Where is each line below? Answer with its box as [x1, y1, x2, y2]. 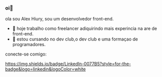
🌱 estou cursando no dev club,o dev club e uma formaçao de [12, 36, 138, 42]
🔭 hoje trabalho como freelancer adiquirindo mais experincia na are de [12, 25, 157, 31]
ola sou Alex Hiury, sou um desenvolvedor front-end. [5, 16, 114, 22]
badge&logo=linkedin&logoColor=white [5, 66, 86, 72]
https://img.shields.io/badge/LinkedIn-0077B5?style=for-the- [5, 61, 131, 67]
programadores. [12, 41, 46, 47]
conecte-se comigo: [5, 51, 47, 57]
